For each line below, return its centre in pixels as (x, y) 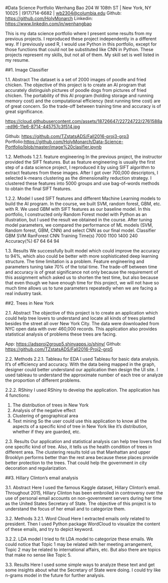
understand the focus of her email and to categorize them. (65, 509)
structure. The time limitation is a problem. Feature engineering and (75, 261)
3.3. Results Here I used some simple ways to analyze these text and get (80, 565)
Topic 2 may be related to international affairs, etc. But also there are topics (83, 550)
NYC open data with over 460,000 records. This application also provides (81, 329)
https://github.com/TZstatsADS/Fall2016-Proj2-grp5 (59, 349)
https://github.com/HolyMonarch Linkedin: (49, 18)
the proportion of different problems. (43, 380)
